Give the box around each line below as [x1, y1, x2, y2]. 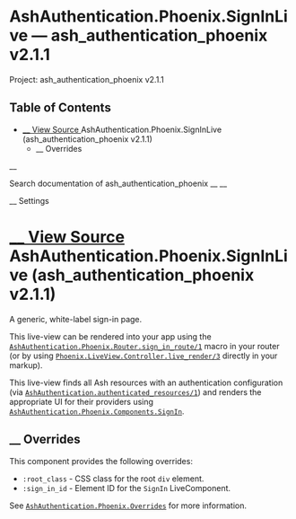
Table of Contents [9, 101, 112, 116]
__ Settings [9, 195, 49, 206]
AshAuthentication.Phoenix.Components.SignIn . [9, 406, 185, 417]
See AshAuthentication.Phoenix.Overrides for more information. [9, 500, 248, 511]
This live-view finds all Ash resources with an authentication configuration [9, 377, 283, 388]
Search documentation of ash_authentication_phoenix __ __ [9, 178, 227, 189]
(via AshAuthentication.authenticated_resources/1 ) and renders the [9, 386, 262, 397]
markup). [9, 359, 43, 370]
